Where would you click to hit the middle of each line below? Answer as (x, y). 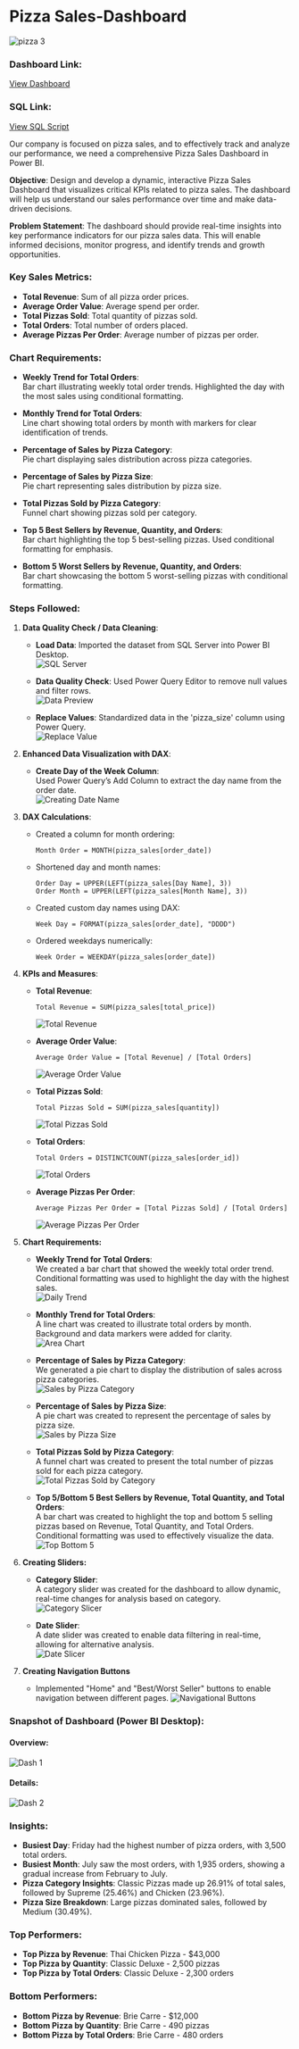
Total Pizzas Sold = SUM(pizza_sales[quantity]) (128, 1108)
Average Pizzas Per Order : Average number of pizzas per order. (141, 334)
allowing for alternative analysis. (95, 1645)
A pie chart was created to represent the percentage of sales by (153, 1416)
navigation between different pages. (102, 1698)
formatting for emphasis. (67, 549)
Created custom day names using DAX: (108, 908)
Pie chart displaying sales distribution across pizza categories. (137, 459)
